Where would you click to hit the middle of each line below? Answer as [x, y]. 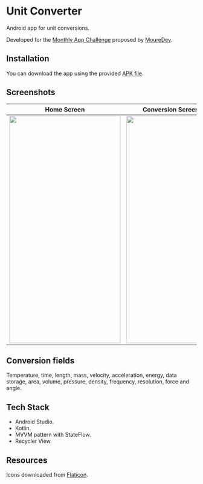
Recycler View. [34, 441]
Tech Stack [28, 407]
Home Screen [65, 109]
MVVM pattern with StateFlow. [53, 435]
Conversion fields [40, 361]
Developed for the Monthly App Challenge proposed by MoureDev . [89, 39]
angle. [14, 388]
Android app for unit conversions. [48, 28]
